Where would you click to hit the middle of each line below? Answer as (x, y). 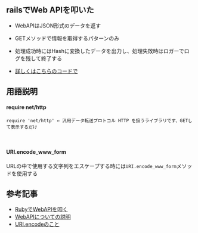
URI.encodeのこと (37, 224)
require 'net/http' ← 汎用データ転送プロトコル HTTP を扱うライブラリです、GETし (99, 121)
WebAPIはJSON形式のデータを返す (58, 26)
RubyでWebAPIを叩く (41, 209)
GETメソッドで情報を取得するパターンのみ (67, 38)
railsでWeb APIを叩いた (50, 10)
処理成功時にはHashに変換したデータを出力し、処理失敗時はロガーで (99, 51)
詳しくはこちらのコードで (46, 71)
